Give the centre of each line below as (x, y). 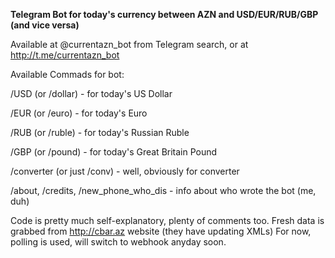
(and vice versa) (45, 25)
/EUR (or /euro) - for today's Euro (79, 113)
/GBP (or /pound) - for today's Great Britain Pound (114, 152)
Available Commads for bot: (67, 74)
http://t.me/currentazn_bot (65, 55)
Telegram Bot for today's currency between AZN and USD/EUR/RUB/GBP (164, 14)
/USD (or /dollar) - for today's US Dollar (91, 93)
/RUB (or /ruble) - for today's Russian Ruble (100, 132)
